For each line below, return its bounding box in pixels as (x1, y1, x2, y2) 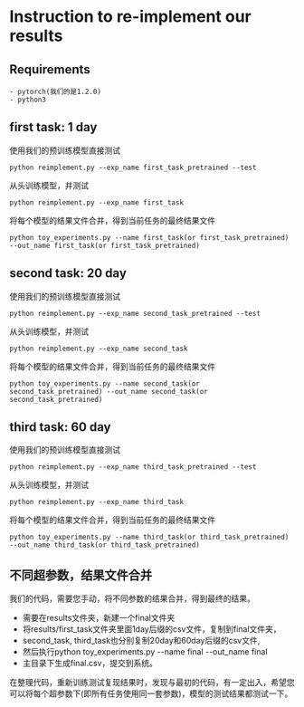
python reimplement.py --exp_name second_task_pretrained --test (9, 309, 261, 318)
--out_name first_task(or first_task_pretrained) (9, 241, 201, 250)
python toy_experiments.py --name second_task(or (9, 378, 201, 388)
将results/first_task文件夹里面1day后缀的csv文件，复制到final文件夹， (22, 624, 282, 635)
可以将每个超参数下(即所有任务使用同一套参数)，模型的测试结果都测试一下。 (9, 688, 293, 699)
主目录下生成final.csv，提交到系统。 (22, 658, 158, 669)
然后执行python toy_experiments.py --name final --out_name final (22, 646, 269, 657)
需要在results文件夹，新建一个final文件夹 (22, 613, 176, 624)
